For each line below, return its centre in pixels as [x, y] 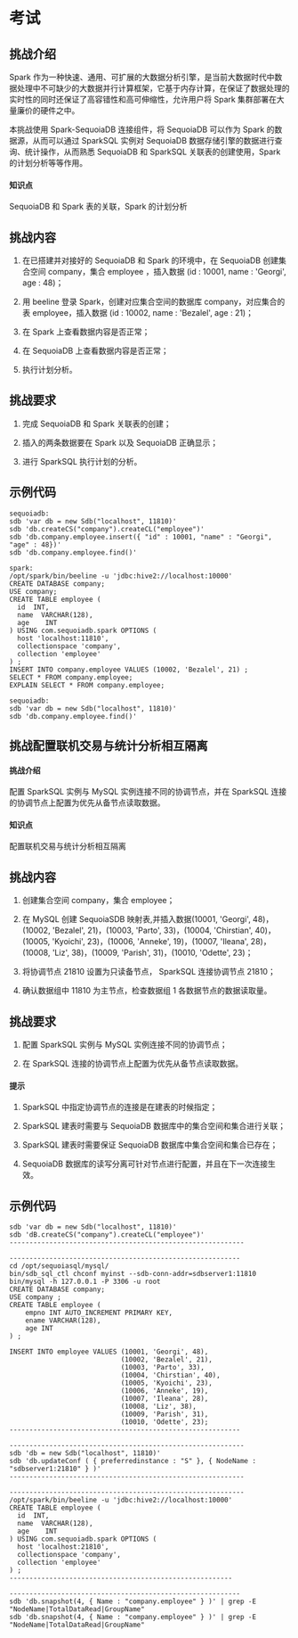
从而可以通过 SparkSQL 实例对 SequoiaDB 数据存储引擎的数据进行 [153, 140]
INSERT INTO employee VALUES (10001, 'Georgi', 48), [109, 1352]
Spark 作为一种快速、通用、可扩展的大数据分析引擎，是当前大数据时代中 [142, 77]
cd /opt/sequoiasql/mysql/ [59, 1266]
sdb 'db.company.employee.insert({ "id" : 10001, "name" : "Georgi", [141, 537]
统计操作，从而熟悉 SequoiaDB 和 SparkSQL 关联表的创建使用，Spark [153, 152]
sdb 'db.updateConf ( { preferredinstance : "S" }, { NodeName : [133, 1461]
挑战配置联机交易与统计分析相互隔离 [109, 746]
